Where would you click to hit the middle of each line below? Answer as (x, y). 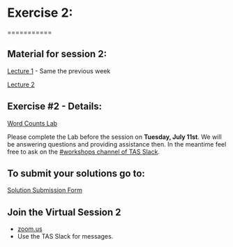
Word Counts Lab (32, 123)
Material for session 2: (57, 54)
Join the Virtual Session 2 (64, 212)
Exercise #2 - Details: (55, 106)
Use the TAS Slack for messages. (65, 237)
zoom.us (30, 229)
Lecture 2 (21, 84)
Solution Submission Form (45, 190)
